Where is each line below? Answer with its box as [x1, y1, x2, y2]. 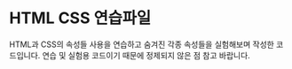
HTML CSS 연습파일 [9, 8, 152, 28]
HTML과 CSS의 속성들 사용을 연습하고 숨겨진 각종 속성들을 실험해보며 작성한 [9, 39, 275, 50]
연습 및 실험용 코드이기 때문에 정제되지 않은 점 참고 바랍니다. [42, 50, 250, 60]
